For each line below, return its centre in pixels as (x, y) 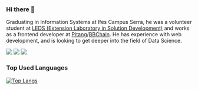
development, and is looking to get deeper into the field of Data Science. (94, 41)
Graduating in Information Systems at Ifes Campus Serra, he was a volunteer (99, 22)
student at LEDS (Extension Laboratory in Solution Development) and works (98, 28)
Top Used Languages (37, 68)
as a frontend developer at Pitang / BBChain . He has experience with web (94, 34)
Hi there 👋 (21, 9)
